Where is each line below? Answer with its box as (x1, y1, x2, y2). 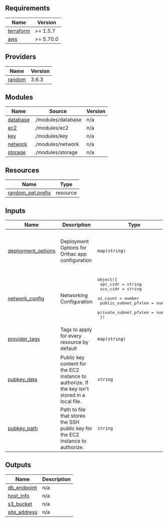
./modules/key (34, 133, 68, 140)
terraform (7, 27, 30, 34)
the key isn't (60, 385, 89, 393)
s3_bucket (7, 500, 32, 507)
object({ (97, 277, 117, 283)
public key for (60, 425, 92, 432)
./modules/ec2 (34, 124, 69, 132)
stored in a (60, 391, 85, 399)
